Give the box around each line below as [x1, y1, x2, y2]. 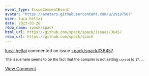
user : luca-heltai [5, 16, 43, 21]
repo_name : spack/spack [5, 25, 54, 30]
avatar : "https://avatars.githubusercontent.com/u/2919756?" [5, 12, 133, 17]
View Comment [5, 65, 36, 71]
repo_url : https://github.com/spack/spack [5, 35, 93, 39]
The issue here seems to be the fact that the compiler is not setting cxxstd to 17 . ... [5, 57, 145, 62]
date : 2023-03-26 [5, 20, 41, 26]
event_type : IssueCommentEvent [5, 7, 69, 12]
